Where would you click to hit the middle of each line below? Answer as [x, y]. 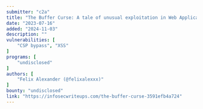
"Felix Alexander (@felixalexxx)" [60, 79]
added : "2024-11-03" [32, 29]
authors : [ [20, 74]
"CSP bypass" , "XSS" [43, 46]
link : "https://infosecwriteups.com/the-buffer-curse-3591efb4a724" [94, 96]
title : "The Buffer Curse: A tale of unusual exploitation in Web [92, 18]
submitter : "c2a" [28, 12]
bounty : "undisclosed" [35, 91]
